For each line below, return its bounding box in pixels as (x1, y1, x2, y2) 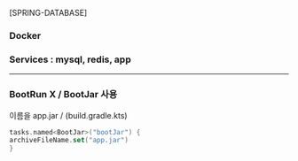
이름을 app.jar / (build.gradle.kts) (9, 110, 128, 120)
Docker (9, 29, 42, 42)
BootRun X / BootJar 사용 (9, 88, 118, 101)
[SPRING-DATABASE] (9, 8, 88, 18)
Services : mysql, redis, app (9, 53, 131, 65)
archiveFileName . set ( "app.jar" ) (9, 136, 129, 145)
